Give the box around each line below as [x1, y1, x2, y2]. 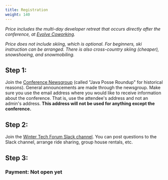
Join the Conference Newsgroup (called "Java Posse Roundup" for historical [5, 79, 163, 85]
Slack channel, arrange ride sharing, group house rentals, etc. [5, 139, 133, 145]
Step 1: [5, 66, 27, 74]
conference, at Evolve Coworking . [5, 31, 76, 37]
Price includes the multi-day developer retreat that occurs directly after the [5, 26, 161, 32]
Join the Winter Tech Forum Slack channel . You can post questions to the [5, 134, 157, 140]
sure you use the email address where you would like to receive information [5, 90, 161, 96]
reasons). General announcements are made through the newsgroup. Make [5, 85, 161, 91]
